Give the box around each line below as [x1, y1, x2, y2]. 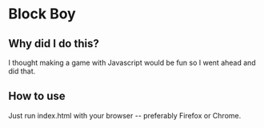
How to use [8, 90, 66, 103]
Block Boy [8, 5, 76, 23]
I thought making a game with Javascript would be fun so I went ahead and [8, 58, 256, 67]
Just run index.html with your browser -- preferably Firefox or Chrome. [8, 110, 242, 120]
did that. [8, 66, 36, 76]
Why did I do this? [8, 37, 100, 50]
